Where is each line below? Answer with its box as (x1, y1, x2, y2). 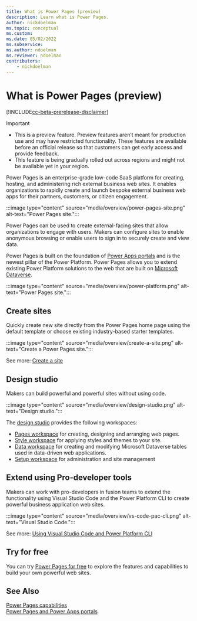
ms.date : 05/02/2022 (6, 36, 57, 42)
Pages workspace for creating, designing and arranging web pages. (14, 430, 180, 437)
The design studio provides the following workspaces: (6, 419, 138, 426)
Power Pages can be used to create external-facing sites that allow (6, 222, 169, 229)
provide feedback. (14, 150, 59, 157)
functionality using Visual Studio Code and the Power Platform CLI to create (6, 494, 189, 502)
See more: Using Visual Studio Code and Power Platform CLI (6, 530, 153, 537)
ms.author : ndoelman (6, 47, 57, 53)
